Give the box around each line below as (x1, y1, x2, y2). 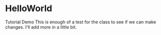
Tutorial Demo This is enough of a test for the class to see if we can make (5, 19, 156, 25)
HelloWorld (5, 3, 52, 14)
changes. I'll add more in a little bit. (5, 24, 77, 30)
